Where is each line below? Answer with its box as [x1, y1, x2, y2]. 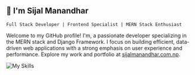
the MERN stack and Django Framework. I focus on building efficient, [6, 38, 175, 45]
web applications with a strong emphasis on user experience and [23, 44, 183, 51]
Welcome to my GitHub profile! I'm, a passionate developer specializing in [6, 32, 187, 39]
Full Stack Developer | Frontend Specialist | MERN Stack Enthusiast [6, 21, 183, 27]
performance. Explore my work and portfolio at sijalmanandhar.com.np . [6, 51, 181, 58]
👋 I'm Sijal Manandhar [6, 6, 89, 16]
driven [6, 44, 22, 51]
